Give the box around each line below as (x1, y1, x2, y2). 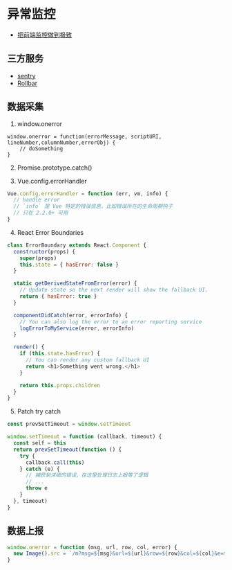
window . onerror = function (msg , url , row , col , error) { (7, 544, 177, 551)
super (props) (19, 254, 57, 262)
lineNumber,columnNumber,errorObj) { (7, 139, 116, 146)
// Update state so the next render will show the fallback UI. (19, 287, 209, 294)
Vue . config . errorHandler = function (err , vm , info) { (7, 190, 168, 197)
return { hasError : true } (19, 293, 97, 300)
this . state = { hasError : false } (19, 261, 119, 268)
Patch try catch (17, 407, 61, 416)
